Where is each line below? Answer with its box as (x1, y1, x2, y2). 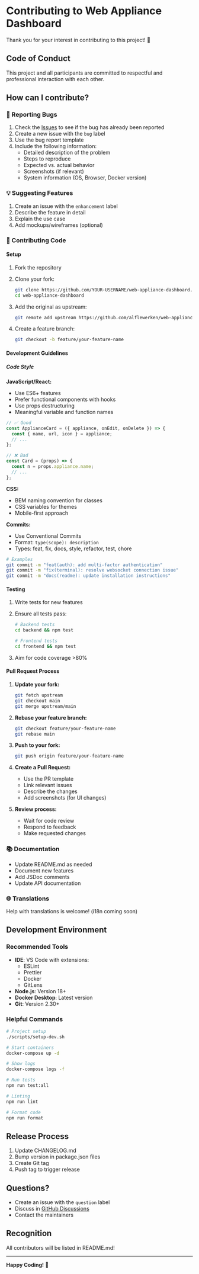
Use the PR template (23, 775, 74, 782)
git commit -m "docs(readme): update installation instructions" (6, 573, 171, 579)
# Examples (6, 556, 33, 562)
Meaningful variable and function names (14, 408, 114, 415)
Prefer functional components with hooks (14, 396, 116, 403)
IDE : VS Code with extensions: (14, 956, 89, 963)
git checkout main (14, 698, 60, 704)
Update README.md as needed (14, 861, 92, 868)
